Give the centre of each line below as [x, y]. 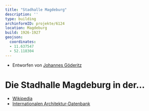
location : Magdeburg [26, 28]
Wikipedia [22, 99]
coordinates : [23, 42]
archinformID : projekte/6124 [35, 23]
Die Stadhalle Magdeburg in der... [75, 85]
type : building [21, 19]
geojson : [14, 37]
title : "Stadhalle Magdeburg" [36, 10]
